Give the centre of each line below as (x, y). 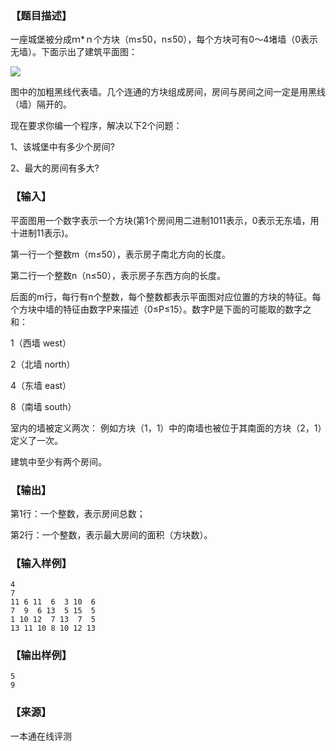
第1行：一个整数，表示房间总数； (78, 513)
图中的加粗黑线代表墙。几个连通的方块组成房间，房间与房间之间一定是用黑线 (168, 92)
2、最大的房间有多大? (55, 168)
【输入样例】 (41, 563)
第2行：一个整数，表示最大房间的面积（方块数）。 (111, 534)
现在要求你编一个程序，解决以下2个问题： (96, 126)
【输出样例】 (41, 655)
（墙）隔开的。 (41, 104)
